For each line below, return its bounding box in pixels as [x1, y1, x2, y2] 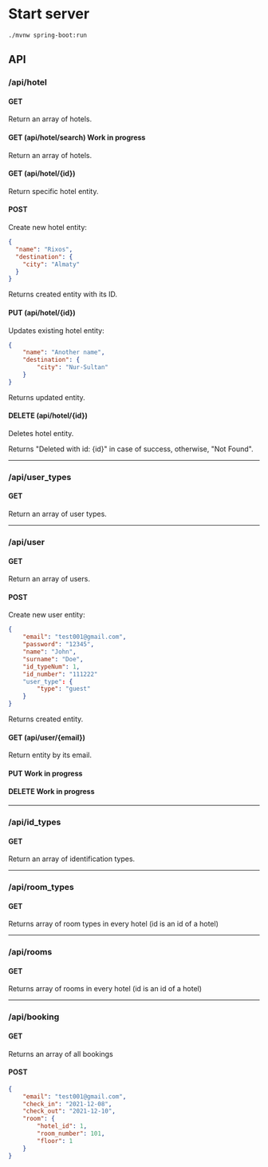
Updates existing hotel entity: [8, 325, 105, 335]
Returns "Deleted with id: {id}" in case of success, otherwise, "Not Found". [8, 444, 254, 454]
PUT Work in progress [8, 768, 83, 778]
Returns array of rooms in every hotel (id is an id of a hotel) [8, 984, 202, 994]
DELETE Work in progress [8, 787, 95, 796]
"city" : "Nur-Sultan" [37, 363, 109, 371]
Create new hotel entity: [8, 223, 88, 232]
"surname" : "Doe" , [22, 655, 84, 663]
